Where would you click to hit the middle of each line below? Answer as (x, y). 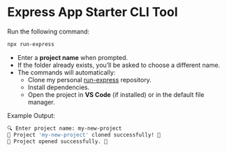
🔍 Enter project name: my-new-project (65, 128)
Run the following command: (48, 31)
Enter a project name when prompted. (72, 57)
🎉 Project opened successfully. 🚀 (58, 141)
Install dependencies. (58, 87)
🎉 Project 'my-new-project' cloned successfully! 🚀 (84, 135)
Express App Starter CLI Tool (93, 12)
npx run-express (31, 44)
